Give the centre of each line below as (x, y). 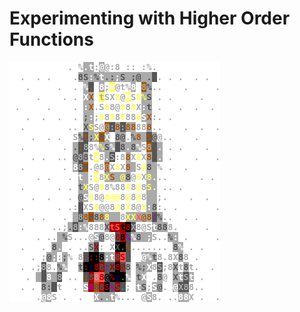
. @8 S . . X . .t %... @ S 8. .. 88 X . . (128, 296)
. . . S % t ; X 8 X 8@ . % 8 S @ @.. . (115, 136)
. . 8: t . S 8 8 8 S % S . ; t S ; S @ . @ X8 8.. (112, 286)
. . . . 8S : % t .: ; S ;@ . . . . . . (115, 76)
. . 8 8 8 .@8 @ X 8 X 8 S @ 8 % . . (104, 166)
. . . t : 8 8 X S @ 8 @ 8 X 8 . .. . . (125, 176)
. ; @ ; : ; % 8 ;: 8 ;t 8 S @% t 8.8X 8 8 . (115, 256)
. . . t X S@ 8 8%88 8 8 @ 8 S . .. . (101, 186)
